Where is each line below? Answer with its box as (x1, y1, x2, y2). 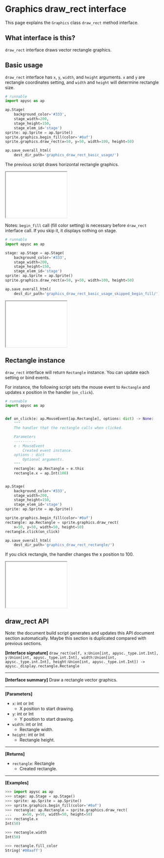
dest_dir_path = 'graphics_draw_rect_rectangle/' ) (14, 542, 115, 547)
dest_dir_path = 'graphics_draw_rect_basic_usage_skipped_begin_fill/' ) (14, 291, 161, 296)
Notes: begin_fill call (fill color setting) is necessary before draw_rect (5, 222, 147, 228)
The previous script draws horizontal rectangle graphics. (5, 162, 119, 168)
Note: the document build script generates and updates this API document (5, 630, 155, 636)
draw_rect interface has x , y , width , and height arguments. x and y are (5, 74, 145, 80)
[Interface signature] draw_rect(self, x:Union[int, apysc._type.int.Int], (5, 650, 159, 656)
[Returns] (5, 751, 25, 757)
